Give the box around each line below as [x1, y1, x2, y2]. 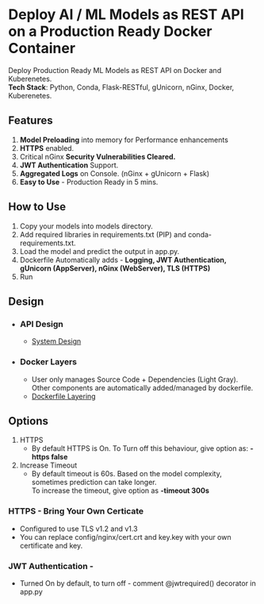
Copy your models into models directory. [19, 221, 153, 231]
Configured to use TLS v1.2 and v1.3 [19, 524, 138, 533]
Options [8, 414, 49, 428]
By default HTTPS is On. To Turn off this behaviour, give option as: [31, 444, 248, 453]
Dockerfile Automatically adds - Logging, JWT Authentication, [19, 255, 228, 264]
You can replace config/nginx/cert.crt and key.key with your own [19, 532, 231, 541]
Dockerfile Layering [31, 391, 97, 401]
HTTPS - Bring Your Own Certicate [8, 506, 144, 517]
